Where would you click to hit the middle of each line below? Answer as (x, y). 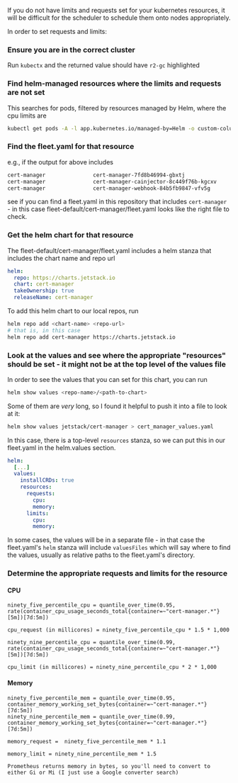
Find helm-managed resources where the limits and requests (114, 84)
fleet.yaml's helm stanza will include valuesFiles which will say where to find (119, 548)
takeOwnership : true (44, 291)
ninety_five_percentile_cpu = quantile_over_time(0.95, (91, 605)
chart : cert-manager (44, 284)
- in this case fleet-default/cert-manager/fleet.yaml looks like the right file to (119, 209)
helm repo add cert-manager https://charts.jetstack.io (91, 337)
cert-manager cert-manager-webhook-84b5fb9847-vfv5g (109, 188)
